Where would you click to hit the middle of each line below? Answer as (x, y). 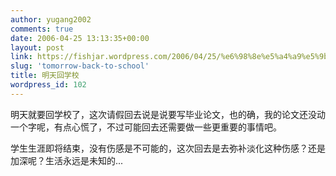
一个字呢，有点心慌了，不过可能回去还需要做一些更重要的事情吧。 (146, 127)
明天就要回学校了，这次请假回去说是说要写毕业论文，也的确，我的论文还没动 (168, 114)
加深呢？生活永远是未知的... (67, 160)
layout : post (37, 47)
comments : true (42, 29)
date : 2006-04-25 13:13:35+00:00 (80, 38)
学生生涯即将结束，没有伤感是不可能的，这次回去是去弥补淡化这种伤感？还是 (168, 148)
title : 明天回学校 (45, 76)
